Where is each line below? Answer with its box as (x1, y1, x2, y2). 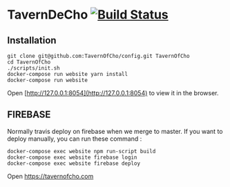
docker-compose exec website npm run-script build (7, 148, 156, 155)
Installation (7, 35, 57, 46)
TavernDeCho (7, 7, 88, 23)
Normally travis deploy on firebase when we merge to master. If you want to (7, 127, 223, 135)
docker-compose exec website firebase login (7, 154, 137, 161)
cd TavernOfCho (7, 59, 51, 66)
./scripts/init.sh (7, 65, 60, 72)
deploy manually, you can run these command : (7, 135, 142, 143)
